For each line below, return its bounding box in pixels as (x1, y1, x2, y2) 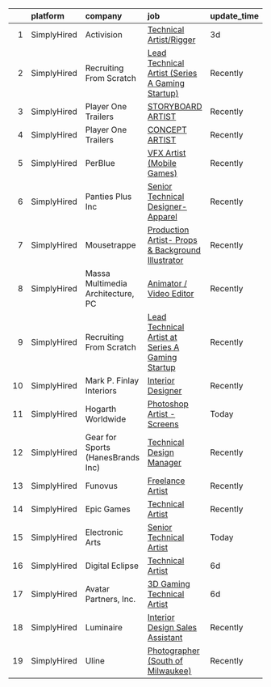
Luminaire (85, 622, 123, 633)
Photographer (147, 645, 200, 656)
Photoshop (147, 398, 190, 409)
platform (31, 11, 65, 21)
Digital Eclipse (85, 560, 140, 571)
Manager (147, 457, 181, 468)
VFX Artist (147, 147, 186, 159)
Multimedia (85, 278, 127, 289)
